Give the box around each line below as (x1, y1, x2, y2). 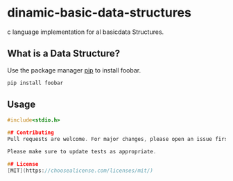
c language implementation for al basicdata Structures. (7, 28, 164, 36)
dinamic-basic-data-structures (7, 5, 192, 21)
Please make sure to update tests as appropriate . (7, 149, 157, 155)
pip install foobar (7, 79, 64, 86)
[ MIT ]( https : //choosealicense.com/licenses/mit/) (7, 167, 154, 174)
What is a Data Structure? (7, 48, 121, 59)
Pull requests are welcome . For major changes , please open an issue (7, 136, 213, 143)
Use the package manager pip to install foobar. (7, 66, 141, 74)
